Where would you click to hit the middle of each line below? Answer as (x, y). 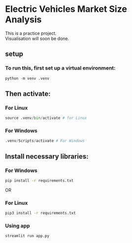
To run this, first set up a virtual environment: (60, 68)
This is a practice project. (31, 33)
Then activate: (28, 94)
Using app (18, 226)
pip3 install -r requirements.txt (41, 213)
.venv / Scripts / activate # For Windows (45, 141)
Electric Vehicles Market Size (66, 9)
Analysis (23, 20)
